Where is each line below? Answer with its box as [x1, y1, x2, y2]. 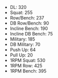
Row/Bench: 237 [9, 15, 44, 20]
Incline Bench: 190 [9, 25, 48, 31]
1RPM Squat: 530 [9, 57, 46, 63]
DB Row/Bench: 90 [9, 20, 49, 26]
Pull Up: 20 [9, 52, 33, 58]
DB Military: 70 [9, 41, 41, 47]
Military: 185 [9, 36, 35, 42]
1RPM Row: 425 [9, 62, 42, 68]
